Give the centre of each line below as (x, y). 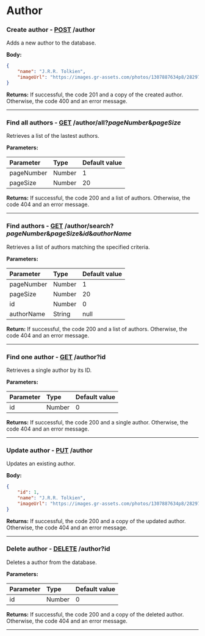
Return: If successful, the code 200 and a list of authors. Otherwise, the (97, 329)
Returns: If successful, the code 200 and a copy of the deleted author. (95, 614)
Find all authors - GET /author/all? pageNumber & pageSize (94, 123)
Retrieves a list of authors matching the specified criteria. (78, 247)
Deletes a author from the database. (52, 562)
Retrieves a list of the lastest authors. (53, 136)
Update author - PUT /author (49, 450)
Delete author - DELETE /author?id (58, 549)
